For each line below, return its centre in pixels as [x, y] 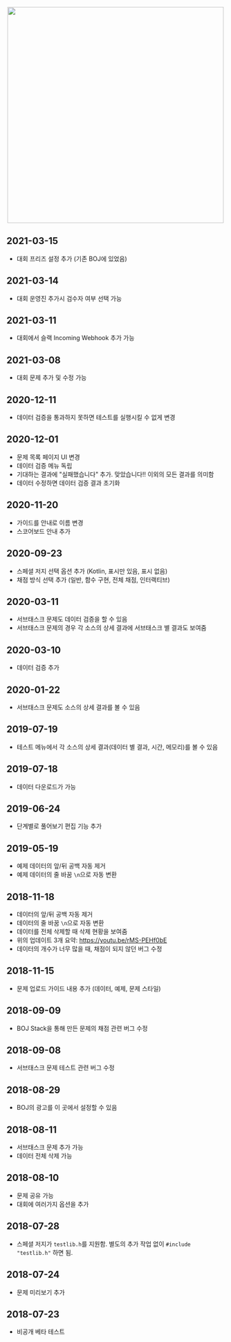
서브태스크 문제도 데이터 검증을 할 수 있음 [72, 619]
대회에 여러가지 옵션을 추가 [53, 1204]
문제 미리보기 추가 [40, 1292]
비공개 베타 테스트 [40, 1332]
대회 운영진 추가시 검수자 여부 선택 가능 [69, 298]
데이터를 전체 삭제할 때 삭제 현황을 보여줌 [72, 931]
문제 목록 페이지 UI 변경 [48, 457]
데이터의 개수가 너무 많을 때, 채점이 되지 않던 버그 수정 [89, 949]
